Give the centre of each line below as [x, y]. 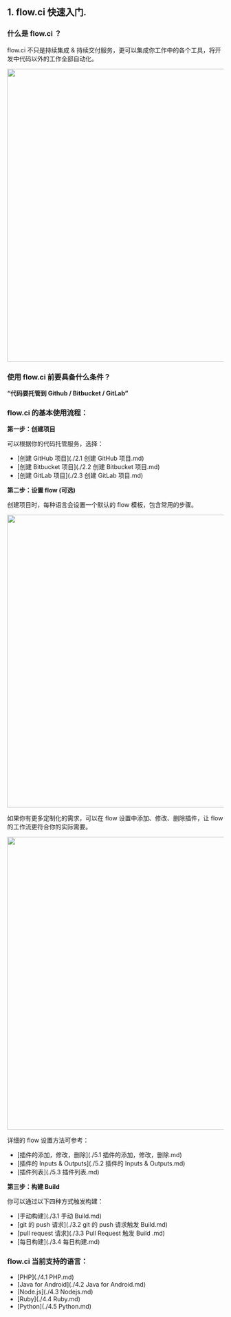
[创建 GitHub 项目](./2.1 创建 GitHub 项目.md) [80, 458]
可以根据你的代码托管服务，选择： [55, 444]
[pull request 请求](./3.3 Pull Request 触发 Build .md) [91, 1233]
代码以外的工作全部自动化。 [58, 59]
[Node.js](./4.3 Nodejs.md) [55, 1292]
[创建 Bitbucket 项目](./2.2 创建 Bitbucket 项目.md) [88, 467]
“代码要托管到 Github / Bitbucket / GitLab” [68, 393]
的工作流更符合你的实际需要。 [49, 827]
